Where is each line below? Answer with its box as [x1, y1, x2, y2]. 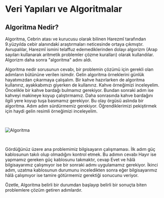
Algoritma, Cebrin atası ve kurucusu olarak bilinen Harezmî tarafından [5, 36, 146, 42]
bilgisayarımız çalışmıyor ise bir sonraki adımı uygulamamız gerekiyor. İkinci [5, 162, 159, 168]
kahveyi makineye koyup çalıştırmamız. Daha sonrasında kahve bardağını [5, 92, 154, 98]
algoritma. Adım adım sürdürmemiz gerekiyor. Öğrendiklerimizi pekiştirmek [5, 103, 157, 109]
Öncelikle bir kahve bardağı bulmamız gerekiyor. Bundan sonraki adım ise [5, 87, 154, 93]
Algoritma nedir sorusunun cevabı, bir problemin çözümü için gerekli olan [5, 66, 154, 72]
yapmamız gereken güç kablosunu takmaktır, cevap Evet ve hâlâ [5, 157, 135, 163]
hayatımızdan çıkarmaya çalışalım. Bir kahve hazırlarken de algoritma [5, 77, 145, 83]
